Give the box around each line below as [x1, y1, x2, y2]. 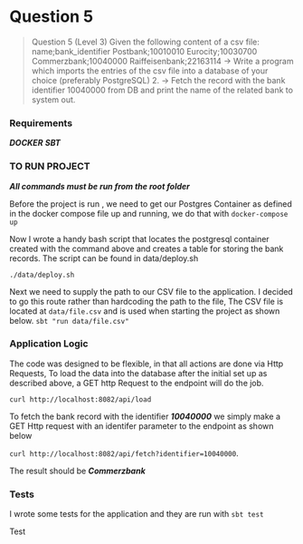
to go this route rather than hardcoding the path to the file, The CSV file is [9, 296, 283, 306]
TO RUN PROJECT [9, 160, 90, 173]
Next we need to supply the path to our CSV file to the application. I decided [9, 286, 294, 296]
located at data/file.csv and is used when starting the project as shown [9, 306, 280, 316]
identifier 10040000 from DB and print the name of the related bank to [31, 84, 294, 95]
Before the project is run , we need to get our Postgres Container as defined [9, 198, 292, 209]
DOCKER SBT [9, 138, 62, 149]
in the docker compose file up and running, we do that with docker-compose [9, 208, 289, 219]
